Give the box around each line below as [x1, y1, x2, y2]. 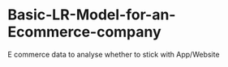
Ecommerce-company [7, 23, 161, 41]
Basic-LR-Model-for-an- [7, 6, 176, 24]
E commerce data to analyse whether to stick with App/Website [7, 49, 220, 59]
